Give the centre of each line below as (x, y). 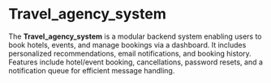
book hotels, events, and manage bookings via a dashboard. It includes (127, 44)
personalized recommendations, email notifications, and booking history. (130, 53)
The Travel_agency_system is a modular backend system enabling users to (135, 36)
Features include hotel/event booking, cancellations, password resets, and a (136, 62)
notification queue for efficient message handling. (92, 70)
